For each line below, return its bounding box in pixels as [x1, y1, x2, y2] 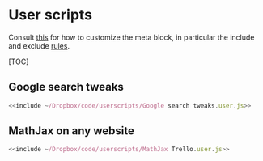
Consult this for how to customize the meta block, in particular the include [8, 32, 255, 42]
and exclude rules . [8, 40, 70, 50]
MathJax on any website [8, 124, 135, 138]
